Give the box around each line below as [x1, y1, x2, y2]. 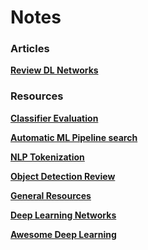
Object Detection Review [10, 170, 116, 182]
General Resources [10, 189, 92, 201]
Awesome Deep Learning [10, 228, 117, 240]
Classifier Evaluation [10, 112, 99, 124]
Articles [10, 42, 50, 56]
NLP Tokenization [10, 151, 85, 163]
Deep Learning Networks [10, 209, 117, 221]
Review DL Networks [10, 64, 99, 76]
